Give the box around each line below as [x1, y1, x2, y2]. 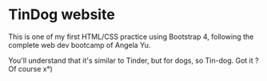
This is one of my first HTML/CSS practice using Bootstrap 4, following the [8, 32, 254, 41]
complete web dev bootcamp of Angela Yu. [8, 40, 151, 49]
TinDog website [8, 6, 116, 24]
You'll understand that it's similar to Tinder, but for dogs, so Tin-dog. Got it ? [8, 56, 259, 65]
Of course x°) [8, 64, 54, 73]
